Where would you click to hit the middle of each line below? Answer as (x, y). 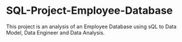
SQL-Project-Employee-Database (90, 11)
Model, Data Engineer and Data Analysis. (55, 32)
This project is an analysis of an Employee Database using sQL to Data (92, 26)
